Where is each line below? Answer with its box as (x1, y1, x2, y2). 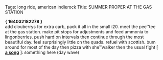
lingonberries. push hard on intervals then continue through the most (5, 34, 144, 40)
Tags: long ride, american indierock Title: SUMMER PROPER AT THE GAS (5, 4, 152, 10)
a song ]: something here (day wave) (5, 49, 80, 55)
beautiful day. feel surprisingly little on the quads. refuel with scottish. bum (5, 39, 156, 45)
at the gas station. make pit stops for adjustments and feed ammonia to (5, 29, 149, 34)
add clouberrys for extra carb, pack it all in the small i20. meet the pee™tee (5, 24, 156, 30)
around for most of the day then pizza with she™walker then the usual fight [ (5, 45, 158, 50)
